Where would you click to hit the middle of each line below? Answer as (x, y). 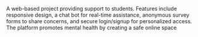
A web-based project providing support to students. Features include (91, 9)
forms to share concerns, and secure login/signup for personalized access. (99, 21)
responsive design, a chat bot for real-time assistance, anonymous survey (98, 15)
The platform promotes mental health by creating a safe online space (91, 27)
